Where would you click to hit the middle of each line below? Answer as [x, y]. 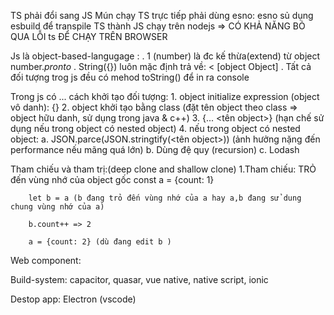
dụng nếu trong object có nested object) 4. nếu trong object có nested [155, 128]
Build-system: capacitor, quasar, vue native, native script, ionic [139, 279]
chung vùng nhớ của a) [57, 207]
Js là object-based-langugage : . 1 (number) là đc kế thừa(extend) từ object [165, 56]
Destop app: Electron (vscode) [73, 299]
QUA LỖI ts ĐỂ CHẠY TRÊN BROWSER [89, 36]
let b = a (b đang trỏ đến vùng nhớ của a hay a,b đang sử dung [165, 198]
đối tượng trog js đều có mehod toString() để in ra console [130, 77]
